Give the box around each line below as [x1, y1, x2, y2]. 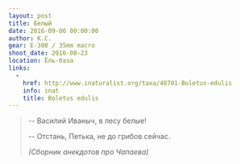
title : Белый [8, 19, 52, 27]
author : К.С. [8, 34, 52, 43]
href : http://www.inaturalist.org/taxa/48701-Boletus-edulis [23, 79, 232, 87]
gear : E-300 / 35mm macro [8, 42, 95, 50]
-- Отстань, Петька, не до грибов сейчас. [27, 132, 171, 141]
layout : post [8, 11, 52, 20]
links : [8, 64, 31, 72]
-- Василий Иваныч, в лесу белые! [27, 116, 147, 125]
